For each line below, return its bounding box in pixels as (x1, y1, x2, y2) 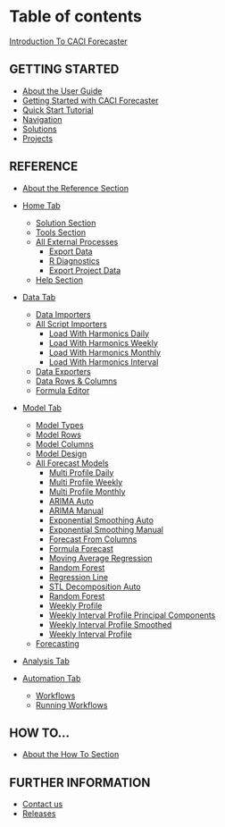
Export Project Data (48, 265, 121, 275)
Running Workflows (35, 699, 108, 710)
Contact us (21, 798, 63, 810)
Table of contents (9, 6, 143, 27)
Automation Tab (21, 672, 81, 683)
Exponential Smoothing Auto (48, 514, 154, 525)
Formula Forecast (48, 543, 113, 553)
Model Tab (21, 402, 62, 413)
